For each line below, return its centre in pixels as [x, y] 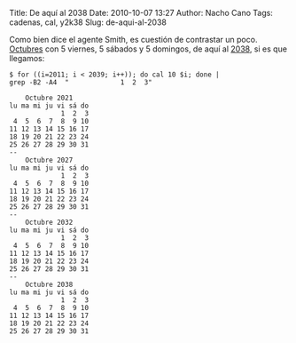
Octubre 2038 [49, 284]
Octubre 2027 [49, 160]
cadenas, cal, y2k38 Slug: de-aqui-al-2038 [88, 22]
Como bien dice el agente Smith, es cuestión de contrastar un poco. [133, 40]
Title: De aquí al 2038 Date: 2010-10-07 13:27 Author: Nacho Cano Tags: [141, 13]
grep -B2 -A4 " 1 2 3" [81, 83]
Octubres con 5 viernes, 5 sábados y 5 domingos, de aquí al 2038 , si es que [148, 49]
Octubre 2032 [49, 222]
